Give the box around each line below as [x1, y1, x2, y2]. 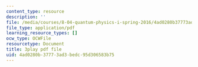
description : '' [6, 14, 46, 20]
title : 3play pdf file [6, 47, 62, 52]
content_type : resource [6, 8, 65, 15]
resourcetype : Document [6, 41, 65, 47]
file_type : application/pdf [6, 24, 75, 31]
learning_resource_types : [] [6, 30, 78, 36]
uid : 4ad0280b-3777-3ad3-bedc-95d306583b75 [6, 52, 115, 58]
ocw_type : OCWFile [6, 36, 51, 41]
